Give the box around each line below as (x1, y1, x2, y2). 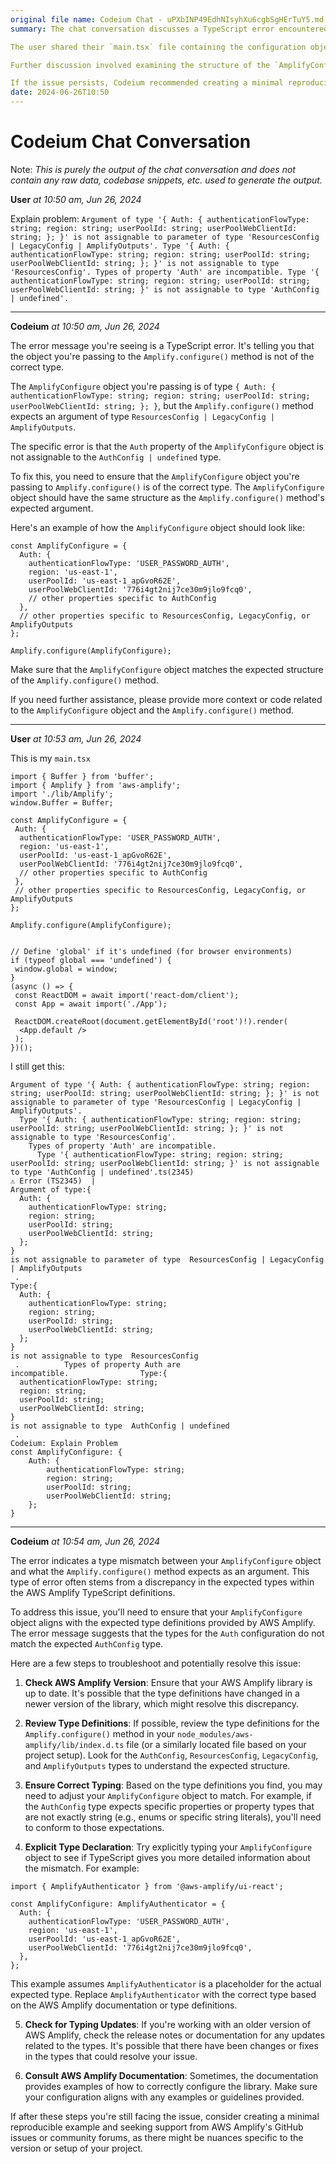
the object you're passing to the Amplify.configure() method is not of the (10, 350, 315, 362)
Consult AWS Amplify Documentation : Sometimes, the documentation (24, 2069, 319, 2081)
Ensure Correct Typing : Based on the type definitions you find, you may (24, 1779, 323, 1791)
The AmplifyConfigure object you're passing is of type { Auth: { (10, 380, 277, 392)
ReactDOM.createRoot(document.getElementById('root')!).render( (14, 1016, 288, 1026)
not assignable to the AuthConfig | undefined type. (10, 451, 222, 463)
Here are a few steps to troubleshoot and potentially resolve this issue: (10, 1657, 301, 1669)
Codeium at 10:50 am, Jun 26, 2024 (10, 320, 160, 332)
